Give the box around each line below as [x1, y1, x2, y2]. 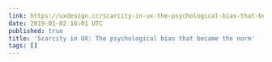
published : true [8, 27, 63, 35]
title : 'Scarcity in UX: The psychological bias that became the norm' [8, 34, 255, 43]
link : [8, 11, 27, 20]
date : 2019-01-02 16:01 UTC [8, 19, 104, 27]
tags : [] [8, 42, 38, 50]
